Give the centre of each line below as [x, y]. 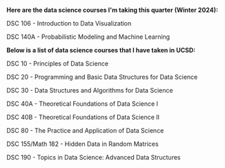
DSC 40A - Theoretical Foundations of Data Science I [82, 104]
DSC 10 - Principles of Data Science [57, 64]
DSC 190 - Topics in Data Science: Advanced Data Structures [94, 157]
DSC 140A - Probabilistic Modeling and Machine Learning [88, 37]
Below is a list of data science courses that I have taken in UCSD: [101, 50]
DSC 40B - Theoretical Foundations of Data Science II [83, 117]
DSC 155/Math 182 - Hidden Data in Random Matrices [83, 144]
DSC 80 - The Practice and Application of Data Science [85, 130]
